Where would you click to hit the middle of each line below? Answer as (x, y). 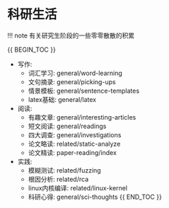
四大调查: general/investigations (75, 134)
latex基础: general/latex (62, 99)
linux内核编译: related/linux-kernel (78, 187)
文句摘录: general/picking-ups (72, 81)
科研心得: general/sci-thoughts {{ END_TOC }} (95, 197)
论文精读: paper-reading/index (72, 152)
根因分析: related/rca (58, 179)
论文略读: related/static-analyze (74, 144)
